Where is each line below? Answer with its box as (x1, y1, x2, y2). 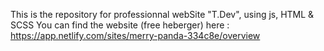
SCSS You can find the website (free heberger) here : (10, 19, 230, 31)
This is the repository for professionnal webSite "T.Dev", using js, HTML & (10, 9, 315, 20)
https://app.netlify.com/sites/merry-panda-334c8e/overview (10, 30, 261, 41)
